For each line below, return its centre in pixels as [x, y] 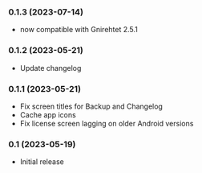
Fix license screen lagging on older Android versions [107, 123]
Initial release [42, 162]
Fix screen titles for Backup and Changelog [91, 106]
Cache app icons [48, 114]
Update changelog [50, 68]
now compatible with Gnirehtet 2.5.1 [79, 30]
